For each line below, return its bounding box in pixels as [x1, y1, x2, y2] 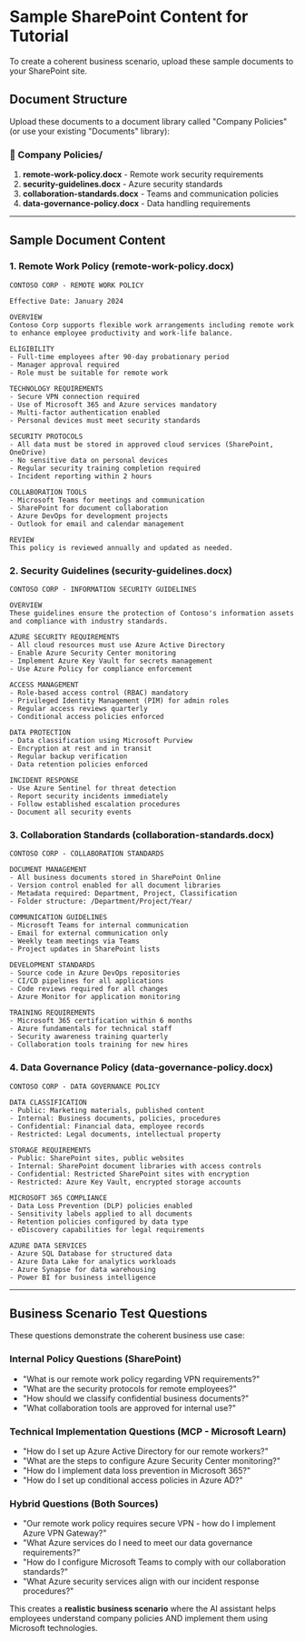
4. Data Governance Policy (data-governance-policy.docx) [9, 1061, 274, 1074]
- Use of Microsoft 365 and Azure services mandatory [9, 400, 218, 409]
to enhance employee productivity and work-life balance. [9, 328, 233, 337]
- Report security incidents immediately [9, 792, 169, 801]
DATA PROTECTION [9, 728, 71, 737]
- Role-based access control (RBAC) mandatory [9, 688, 189, 697]
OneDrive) [9, 447, 47, 456]
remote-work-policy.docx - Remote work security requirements [22, 169, 264, 180]
